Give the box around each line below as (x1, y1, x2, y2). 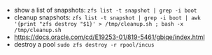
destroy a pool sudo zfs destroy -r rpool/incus (13, 40, 155, 48)
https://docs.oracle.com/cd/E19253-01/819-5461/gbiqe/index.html (13, 33, 205, 41)
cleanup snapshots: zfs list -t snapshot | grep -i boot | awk (13, 13, 201, 22)
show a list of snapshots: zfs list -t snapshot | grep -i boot (13, 6, 197, 14)
